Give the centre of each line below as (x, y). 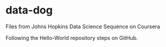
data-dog (29, 10)
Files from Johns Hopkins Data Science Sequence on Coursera (83, 26)
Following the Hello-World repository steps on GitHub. (72, 38)
